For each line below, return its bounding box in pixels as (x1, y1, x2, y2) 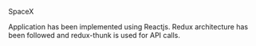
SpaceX (8, 7, 34, 16)
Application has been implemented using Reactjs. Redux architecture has (8, 22, 249, 31)
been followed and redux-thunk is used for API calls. (8, 31, 181, 40)
